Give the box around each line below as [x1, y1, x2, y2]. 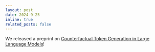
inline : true [5, 17, 33, 22]
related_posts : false [5, 21, 52, 27]
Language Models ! [5, 41, 45, 47]
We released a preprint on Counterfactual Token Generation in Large [5, 36, 150, 42]
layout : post [5, 7, 33, 13]
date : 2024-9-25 [5, 12, 40, 17]
